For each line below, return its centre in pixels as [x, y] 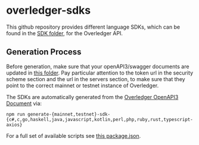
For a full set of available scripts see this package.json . [74, 135]
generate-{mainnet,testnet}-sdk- [69, 114]
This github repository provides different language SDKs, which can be [93, 27]
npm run [16, 114]
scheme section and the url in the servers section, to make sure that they [96, 79]
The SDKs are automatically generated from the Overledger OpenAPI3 [92, 97]
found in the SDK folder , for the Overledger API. [65, 33]
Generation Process [44, 52]
